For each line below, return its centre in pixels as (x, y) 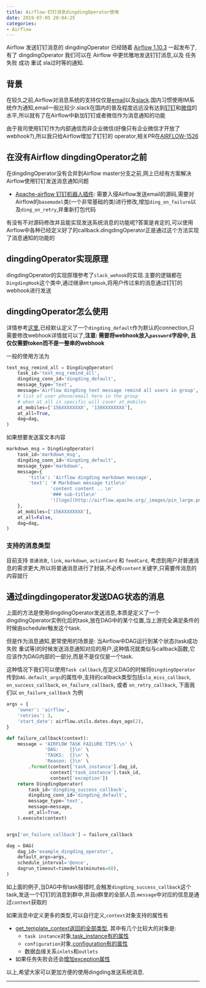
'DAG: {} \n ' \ (67, 750)
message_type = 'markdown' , (51, 466)
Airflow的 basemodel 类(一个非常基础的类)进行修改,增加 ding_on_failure (103, 202)
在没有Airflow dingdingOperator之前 (77, 157)
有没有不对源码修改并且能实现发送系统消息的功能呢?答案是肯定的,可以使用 (100, 222)
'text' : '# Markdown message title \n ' (78, 483)
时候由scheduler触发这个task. (44, 628)
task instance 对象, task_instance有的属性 (77, 936)
